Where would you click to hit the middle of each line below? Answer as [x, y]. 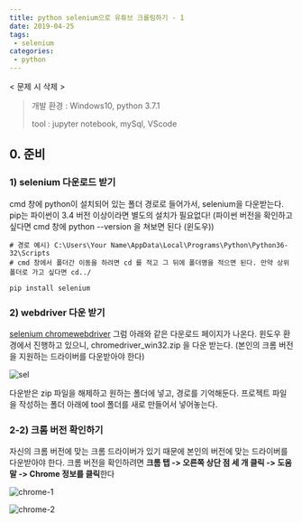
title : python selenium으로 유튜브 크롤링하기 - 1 [97, 18]
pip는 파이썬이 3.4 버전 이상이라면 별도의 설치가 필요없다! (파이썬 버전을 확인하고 [151, 215]
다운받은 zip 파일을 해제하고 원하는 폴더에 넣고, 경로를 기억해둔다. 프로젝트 [140, 393]
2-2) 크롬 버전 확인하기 [56, 430]
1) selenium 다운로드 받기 [63, 182]
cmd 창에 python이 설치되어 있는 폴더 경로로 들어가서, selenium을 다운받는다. [146, 203]
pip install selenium [50, 288]
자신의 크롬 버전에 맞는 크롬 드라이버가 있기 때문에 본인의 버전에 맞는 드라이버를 [149, 452]
